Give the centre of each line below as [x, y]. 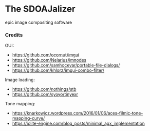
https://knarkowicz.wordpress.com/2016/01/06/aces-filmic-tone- [77, 113]
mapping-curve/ [28, 118]
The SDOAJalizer [40, 9]
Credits [14, 35]
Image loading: [20, 80]
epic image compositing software [38, 22]
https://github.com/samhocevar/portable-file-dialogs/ [66, 65]
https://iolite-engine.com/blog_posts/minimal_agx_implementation [78, 123]
